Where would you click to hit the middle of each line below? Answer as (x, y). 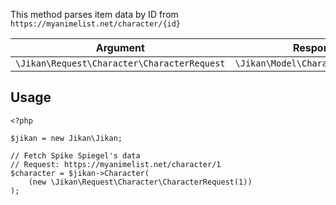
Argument (120, 47)
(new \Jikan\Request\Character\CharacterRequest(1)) (140, 182)
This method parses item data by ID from (94, 14)
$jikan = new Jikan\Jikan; (66, 138)
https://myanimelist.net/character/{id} (96, 24)
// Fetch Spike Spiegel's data (75, 155)
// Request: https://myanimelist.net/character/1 (116, 164)
